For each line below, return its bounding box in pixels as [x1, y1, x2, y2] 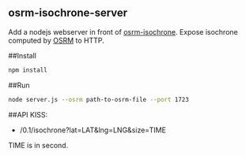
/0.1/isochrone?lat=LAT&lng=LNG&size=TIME [19, 125, 166, 135]
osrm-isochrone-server [8, 6, 128, 20]
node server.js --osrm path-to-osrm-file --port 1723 [8, 95, 190, 103]
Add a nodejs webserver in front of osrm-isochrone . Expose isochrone [8, 27, 239, 36]
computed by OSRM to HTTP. [8, 35, 104, 45]
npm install [8, 66, 47, 74]
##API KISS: [8, 110, 48, 119]
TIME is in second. [8, 140, 69, 150]
